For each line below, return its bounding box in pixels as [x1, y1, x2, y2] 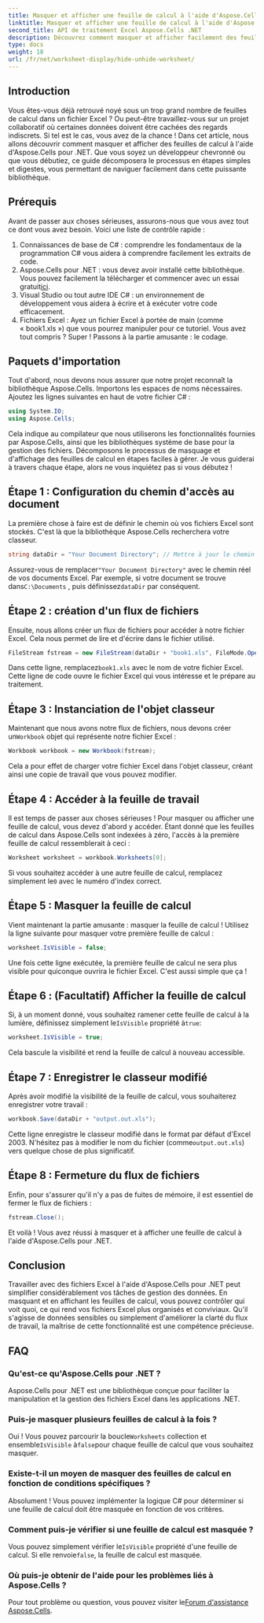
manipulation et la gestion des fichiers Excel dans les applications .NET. [8, 1395, 240, 1404]
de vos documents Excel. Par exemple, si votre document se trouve [8, 572, 226, 583]
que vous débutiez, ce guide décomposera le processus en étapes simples [8, 155, 251, 165]
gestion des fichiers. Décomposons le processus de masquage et [8, 446, 221, 455]
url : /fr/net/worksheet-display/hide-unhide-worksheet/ [8, 56, 195, 64]
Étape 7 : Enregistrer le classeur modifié [8, 1070, 208, 1084]
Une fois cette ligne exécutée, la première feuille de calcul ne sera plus [8, 958, 237, 967]
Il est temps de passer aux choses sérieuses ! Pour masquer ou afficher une [8, 813, 255, 823]
